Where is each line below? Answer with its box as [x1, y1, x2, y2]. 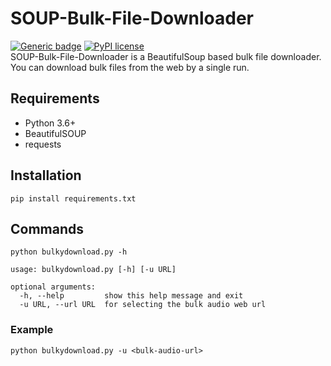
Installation [10, 167, 82, 184]
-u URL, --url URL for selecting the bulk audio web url [19, 300, 267, 310]
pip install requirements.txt [10, 193, 137, 204]
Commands [10, 220, 85, 237]
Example [10, 323, 54, 337]
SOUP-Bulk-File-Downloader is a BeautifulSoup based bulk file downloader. [10, 50, 322, 62]
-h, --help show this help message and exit [19, 291, 244, 301]
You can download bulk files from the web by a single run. [10, 61, 250, 73]
